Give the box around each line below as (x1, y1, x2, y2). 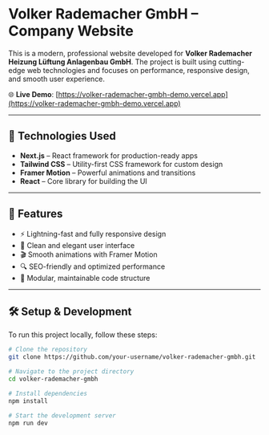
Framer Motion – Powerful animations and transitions (19, 168, 196, 177)
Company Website (8, 22, 134, 40)
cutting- (218, 57, 245, 67)
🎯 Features (8, 207, 63, 221)
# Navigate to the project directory (8, 368, 134, 376)
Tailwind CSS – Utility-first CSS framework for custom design (19, 159, 223, 169)
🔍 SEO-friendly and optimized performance (19, 262, 166, 271)
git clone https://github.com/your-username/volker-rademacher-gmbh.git (8, 353, 256, 361)
